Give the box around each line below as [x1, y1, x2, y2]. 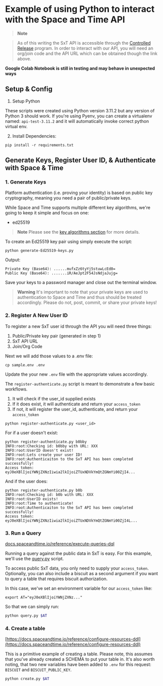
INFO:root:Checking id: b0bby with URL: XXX [5, 443, 98, 448]
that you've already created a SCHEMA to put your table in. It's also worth [5, 656, 155, 662]
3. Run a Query [5, 530, 41, 537]
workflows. [5, 386, 28, 392]
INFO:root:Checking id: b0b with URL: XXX [5, 492, 94, 497]
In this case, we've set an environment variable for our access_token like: [5, 586, 153, 591]
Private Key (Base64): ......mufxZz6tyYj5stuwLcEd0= [5, 266, 116, 272]
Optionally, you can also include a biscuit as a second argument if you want [5, 571, 159, 577]
